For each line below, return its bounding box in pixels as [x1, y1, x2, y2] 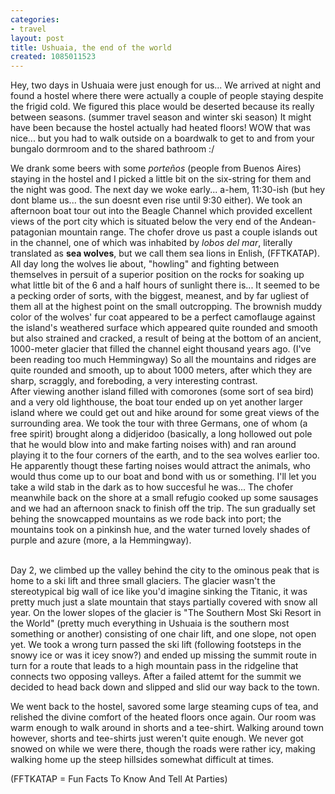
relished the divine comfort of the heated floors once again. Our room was [10, 711, 317, 723]
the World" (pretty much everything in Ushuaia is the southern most [10, 617, 290, 630]
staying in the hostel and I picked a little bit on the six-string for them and [10, 173, 312, 185]
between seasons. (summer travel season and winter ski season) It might [10, 111, 312, 123]
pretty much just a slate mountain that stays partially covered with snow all [10, 596, 318, 608]
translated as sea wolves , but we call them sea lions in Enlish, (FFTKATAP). [10, 247, 320, 260]
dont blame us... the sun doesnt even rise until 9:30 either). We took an [10, 194, 303, 206]
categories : [10, 14, 60, 25]
